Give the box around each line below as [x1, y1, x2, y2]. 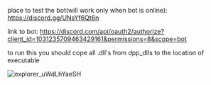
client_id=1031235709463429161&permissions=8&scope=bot [7, 35, 187, 43]
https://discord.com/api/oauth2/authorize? [39, 28, 165, 35]
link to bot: [7, 28, 39, 35]
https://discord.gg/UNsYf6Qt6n [7, 13, 99, 22]
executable [7, 56, 40, 64]
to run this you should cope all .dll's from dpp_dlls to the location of [7, 49, 205, 57]
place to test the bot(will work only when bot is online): [7, 6, 168, 14]
